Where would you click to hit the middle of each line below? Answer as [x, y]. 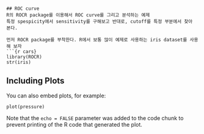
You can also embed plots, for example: [56, 96]
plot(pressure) [26, 107]
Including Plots [35, 81]
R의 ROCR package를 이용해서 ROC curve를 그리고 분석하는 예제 [78, 15]
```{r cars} [21, 52]
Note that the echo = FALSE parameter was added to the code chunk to [95, 118]
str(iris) [19, 62]
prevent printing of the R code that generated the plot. [74, 124]
